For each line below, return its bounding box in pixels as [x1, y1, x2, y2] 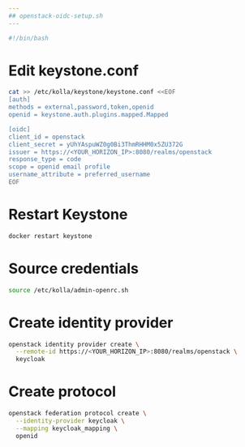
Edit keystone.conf [8, 62, 140, 79]
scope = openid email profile [8, 163, 111, 171]
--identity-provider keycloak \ [15, 416, 126, 425]
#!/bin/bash [8, 34, 49, 42]
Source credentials [8, 259, 140, 278]
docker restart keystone [8, 232, 92, 240]
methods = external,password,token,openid [8, 103, 154, 112]
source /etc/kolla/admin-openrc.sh [8, 286, 129, 294]
